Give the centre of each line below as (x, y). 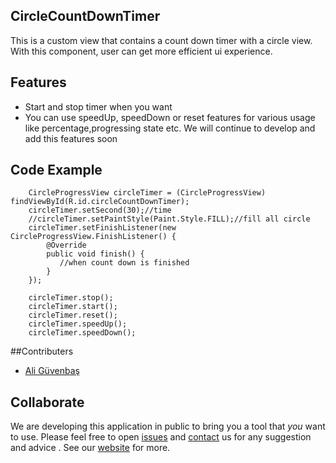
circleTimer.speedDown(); (82, 333)
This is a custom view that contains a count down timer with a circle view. (161, 40)
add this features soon (71, 138)
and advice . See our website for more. (90, 448)
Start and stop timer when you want (98, 106)
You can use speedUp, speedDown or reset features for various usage (170, 117)
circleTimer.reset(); (73, 315)
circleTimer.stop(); (71, 298)
